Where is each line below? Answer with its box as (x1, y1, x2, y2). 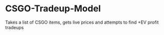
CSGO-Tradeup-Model (5, 3, 101, 14)
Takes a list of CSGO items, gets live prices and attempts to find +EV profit (5, 19, 159, 25)
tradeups (5, 24, 24, 30)
